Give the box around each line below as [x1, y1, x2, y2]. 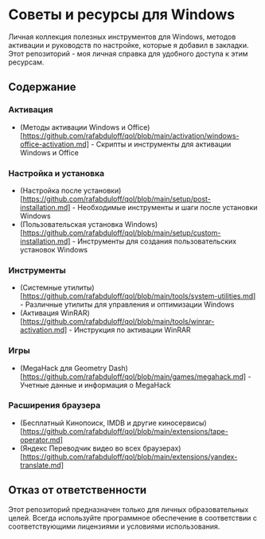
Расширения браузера [8, 400, 101, 411]
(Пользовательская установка [19, 219, 123, 228]
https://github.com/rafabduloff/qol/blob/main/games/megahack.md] [22, 372, 247, 381]
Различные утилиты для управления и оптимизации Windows [25, 300, 235, 310]
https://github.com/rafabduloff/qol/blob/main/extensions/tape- [22, 426, 228, 435]
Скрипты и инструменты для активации [95, 139, 232, 149]
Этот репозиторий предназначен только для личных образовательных [8, 504, 249, 514]
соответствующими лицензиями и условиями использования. [8, 521, 220, 531]
